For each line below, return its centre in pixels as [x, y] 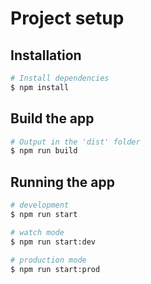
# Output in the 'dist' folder [75, 142]
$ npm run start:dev [53, 242]
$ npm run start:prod [55, 269]
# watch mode [37, 232]
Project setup [67, 18]
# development [40, 205]
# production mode [48, 260]
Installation [46, 55]
